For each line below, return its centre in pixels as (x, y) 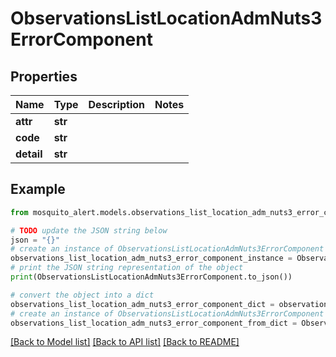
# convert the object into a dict (82, 295)
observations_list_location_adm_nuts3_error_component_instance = (151, 258)
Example (38, 189)
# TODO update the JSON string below (89, 230)
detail (29, 154)
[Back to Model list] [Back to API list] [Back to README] (125, 342)
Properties (44, 76)
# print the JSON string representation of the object (127, 268)
